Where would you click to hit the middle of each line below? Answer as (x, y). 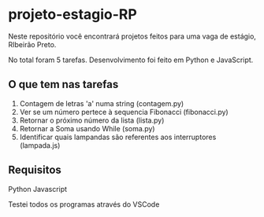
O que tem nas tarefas (63, 85)
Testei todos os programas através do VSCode (84, 204)
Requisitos (35, 170)
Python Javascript (38, 189)
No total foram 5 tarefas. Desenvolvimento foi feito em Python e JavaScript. (131, 60)
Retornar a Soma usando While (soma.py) (87, 128)
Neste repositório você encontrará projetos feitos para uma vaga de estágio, (132, 36)
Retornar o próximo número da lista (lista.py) (92, 120)
